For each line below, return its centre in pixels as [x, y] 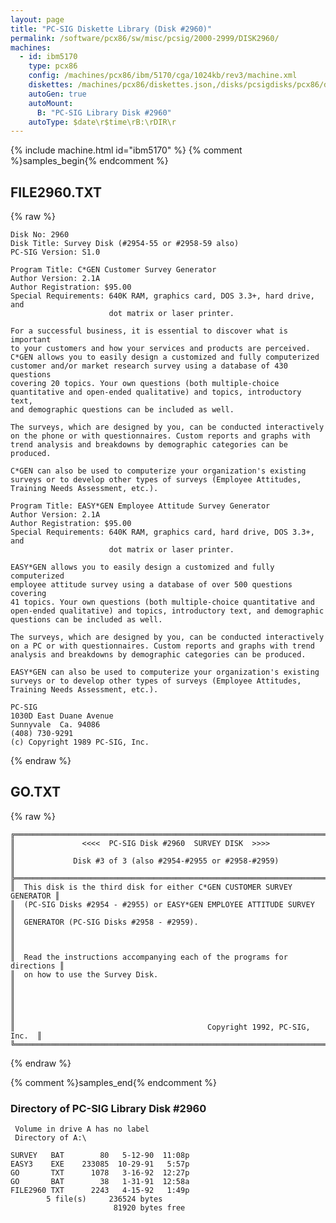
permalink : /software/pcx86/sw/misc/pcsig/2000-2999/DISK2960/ [145, 38]
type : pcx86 [53, 66]
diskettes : [51, 85]
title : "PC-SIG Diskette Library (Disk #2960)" [111, 29]
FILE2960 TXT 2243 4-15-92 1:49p [100, 1191]
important [31, 340]
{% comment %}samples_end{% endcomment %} [113, 1082]
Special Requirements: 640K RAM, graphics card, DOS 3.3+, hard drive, [162, 296]
